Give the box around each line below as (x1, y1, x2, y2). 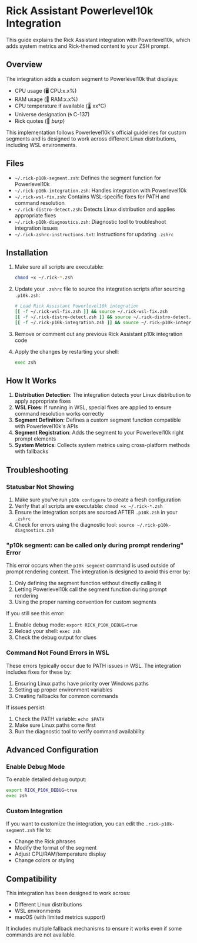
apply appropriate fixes (14, 397, 71, 405)
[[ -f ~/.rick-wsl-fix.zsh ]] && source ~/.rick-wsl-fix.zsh (14, 309, 168, 315)
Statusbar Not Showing (6, 482, 75, 491)
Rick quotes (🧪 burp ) (14, 117, 65, 125)
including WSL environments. (6, 141, 78, 148)
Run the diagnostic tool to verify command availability (14, 727, 145, 735)
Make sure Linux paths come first (14, 722, 96, 729)
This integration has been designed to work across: (6, 890, 131, 897)
